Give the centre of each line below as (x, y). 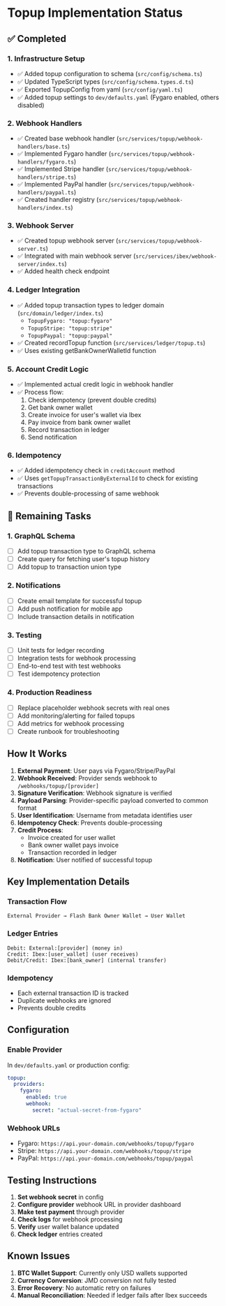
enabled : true (46, 1097)
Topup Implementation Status (95, 13)
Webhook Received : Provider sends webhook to (87, 778)
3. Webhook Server (41, 226)
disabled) (31, 105)
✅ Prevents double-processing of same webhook (88, 493)
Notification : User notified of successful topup (85, 859)
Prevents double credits (51, 1008)
